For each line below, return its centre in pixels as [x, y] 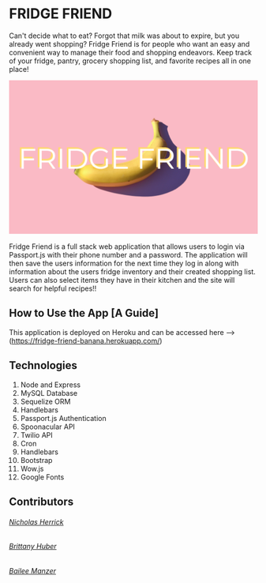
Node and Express [51, 385]
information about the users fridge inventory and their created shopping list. [132, 272]
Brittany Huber [33, 547]
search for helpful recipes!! [53, 288]
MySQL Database [49, 393]
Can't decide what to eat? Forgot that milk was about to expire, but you [124, 36]
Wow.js [32, 468]
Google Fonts [42, 477]
